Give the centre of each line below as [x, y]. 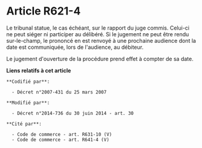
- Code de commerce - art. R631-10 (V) [62, 134]
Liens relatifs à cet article [39, 70]
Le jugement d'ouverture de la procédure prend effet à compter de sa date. [100, 59]
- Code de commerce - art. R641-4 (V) [61, 140]
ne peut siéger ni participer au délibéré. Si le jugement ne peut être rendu [98, 34]
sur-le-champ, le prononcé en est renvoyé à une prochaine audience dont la [101, 40]
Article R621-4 [44, 11]
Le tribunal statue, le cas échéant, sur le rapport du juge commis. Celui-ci [98, 28]
